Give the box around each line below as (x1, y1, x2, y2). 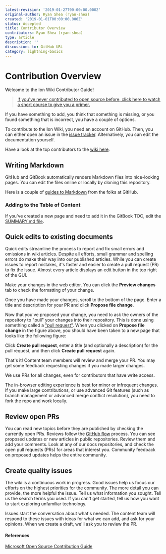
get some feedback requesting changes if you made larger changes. (5, 363, 145, 369)
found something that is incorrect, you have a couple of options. (5, 116, 136, 122)
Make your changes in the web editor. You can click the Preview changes (5, 282, 156, 288)
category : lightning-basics (5, 49, 63, 54)
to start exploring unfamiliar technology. (5, 501, 87, 507)
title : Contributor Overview (5, 26, 65, 31)
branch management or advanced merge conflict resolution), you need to (5, 393, 155, 399)
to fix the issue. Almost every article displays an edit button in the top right (5, 267, 157, 273)
